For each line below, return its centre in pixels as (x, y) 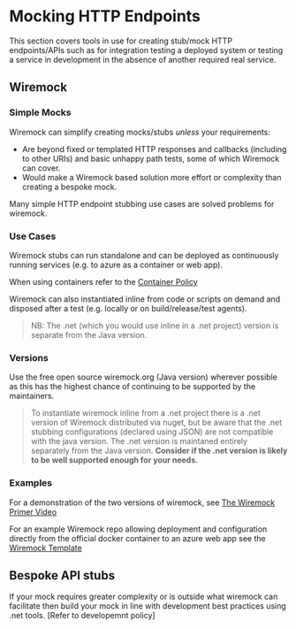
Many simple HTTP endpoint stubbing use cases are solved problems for (142, 203)
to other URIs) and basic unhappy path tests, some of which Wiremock (151, 158)
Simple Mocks (40, 112)
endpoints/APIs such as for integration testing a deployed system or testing (146, 50)
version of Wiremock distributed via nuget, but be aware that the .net (156, 423)
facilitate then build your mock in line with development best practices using (148, 606)
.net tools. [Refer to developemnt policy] (83, 616)
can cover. (41, 168)
